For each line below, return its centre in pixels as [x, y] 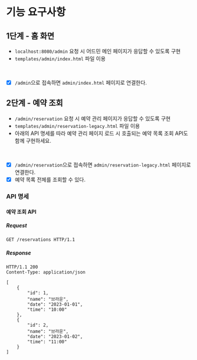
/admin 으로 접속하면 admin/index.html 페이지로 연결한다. [81, 83]
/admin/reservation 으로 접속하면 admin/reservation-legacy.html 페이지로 [103, 165]
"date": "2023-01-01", [55, 305]
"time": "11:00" [47, 342]
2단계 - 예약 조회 [35, 103]
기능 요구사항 [36, 12]
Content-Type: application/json [46, 272]
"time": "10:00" [47, 310]
